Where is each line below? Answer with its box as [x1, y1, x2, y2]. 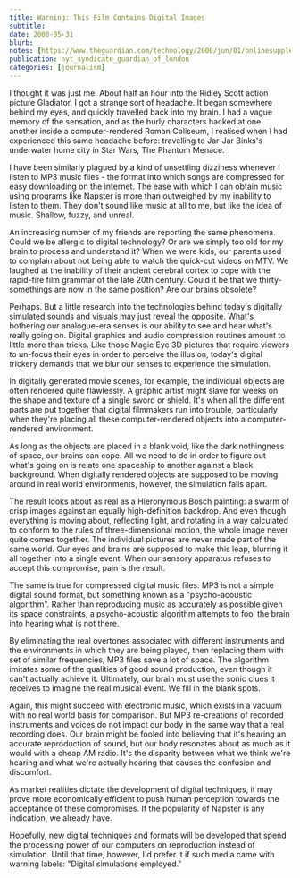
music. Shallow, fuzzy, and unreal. [9, 209, 135, 220]
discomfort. [9, 766, 52, 777]
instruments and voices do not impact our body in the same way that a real [9, 719, 284, 729]
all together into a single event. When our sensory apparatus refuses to [9, 552, 271, 564]
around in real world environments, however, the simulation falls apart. [9, 478, 268, 489]
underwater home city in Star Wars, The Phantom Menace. [9, 144, 225, 155]
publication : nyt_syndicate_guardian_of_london [9, 55, 190, 64]
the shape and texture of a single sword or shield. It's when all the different [9, 395, 286, 405]
